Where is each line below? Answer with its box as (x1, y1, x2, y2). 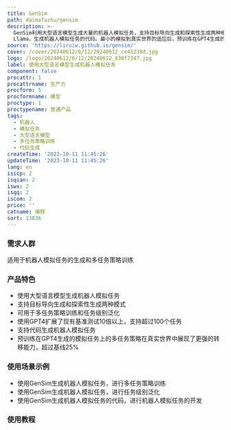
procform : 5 (7, 87, 41, 94)
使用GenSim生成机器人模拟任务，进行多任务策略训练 (16, 379, 166, 387)
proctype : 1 (7, 100, 41, 107)
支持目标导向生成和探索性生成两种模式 (16, 300, 126, 308)
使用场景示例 (7, 362, 50, 372)
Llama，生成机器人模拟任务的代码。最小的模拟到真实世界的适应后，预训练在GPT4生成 (13, 36, 220, 43)
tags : (7, 112, 23, 119)
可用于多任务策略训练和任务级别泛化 (16, 309, 120, 317)
